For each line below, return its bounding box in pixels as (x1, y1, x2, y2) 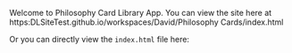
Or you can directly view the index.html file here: (9, 34, 190, 44)
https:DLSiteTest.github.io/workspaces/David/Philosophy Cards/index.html (9, 17, 284, 27)
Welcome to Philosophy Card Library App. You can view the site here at (9, 8, 272, 18)
